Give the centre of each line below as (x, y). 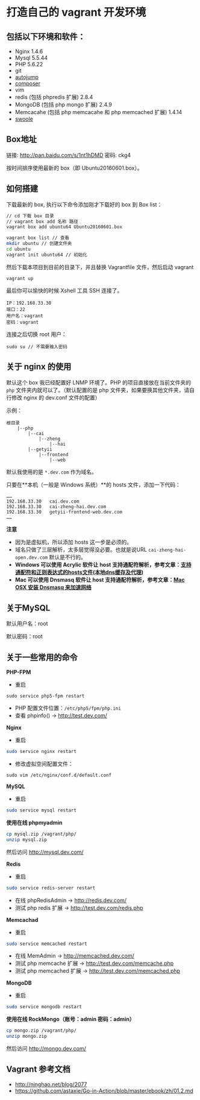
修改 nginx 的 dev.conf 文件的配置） (56, 397)
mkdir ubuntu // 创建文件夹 (39, 244)
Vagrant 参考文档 (39, 1070)
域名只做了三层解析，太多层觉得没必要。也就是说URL (81, 549)
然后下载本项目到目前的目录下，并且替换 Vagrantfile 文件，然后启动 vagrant (100, 267)
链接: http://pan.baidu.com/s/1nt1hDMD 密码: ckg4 (69, 155)
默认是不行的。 (67, 557)
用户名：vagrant (25, 316)
